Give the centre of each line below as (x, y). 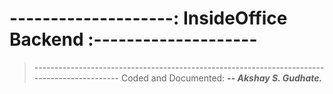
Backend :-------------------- (133, 39)
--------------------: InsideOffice (148, 18)
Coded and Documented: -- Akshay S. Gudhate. (221, 78)
